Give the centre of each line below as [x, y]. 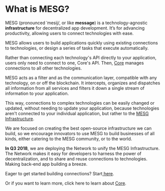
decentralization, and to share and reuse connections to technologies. [76, 158]
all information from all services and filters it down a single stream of [75, 88]
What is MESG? [37, 9]
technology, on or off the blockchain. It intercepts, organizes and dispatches [83, 83]
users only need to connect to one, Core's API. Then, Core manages [75, 63]
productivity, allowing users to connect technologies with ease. [69, 33]
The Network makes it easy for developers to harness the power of [73, 153]
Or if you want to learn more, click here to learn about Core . [66, 183]
